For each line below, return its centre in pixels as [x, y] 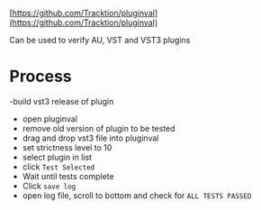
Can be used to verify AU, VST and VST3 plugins [100, 40]
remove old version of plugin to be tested [99, 128]
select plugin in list [57, 157]
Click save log [49, 186]
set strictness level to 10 [67, 147]
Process [40, 77]
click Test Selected [58, 167]
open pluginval [50, 119]
